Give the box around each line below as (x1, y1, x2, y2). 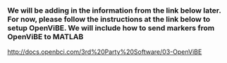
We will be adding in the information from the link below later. (7, 6, 221, 15)
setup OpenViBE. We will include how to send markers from (7, 23, 215, 33)
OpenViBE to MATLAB (7, 31, 84, 41)
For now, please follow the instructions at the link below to (7, 14, 211, 24)
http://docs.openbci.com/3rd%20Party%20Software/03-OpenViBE (7, 48, 202, 56)
